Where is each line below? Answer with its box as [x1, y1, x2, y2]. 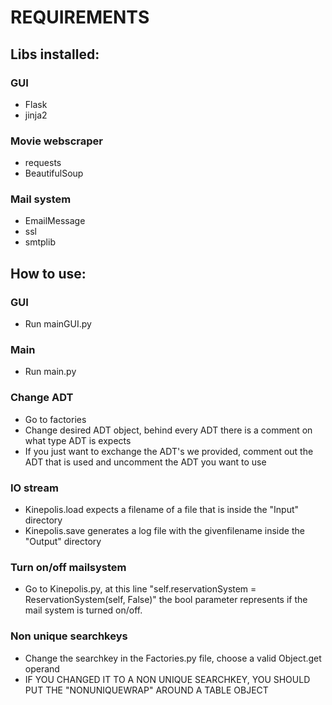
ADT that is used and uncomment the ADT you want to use [24, 456, 267, 468]
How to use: [10, 265, 87, 282]
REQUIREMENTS [10, 6, 150, 29]
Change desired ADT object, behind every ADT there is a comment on [24, 424, 313, 436]
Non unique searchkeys [10, 629, 128, 643]
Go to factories [24, 413, 87, 425]
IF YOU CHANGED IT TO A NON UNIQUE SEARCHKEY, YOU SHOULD [24, 673, 311, 685]
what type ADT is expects [24, 434, 132, 446]
